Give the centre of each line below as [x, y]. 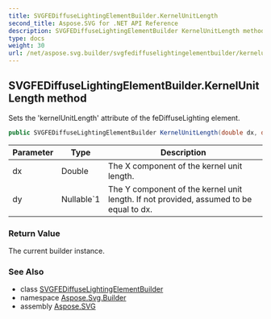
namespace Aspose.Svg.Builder [73, 298]
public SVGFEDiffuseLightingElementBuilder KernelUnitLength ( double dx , [133, 133]
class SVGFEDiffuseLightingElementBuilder [92, 289]
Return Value [34, 233]
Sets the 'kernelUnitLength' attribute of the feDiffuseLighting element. [124, 118]
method [67, 99]
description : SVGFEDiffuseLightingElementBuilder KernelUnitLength [124, 31]
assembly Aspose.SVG [58, 306]
